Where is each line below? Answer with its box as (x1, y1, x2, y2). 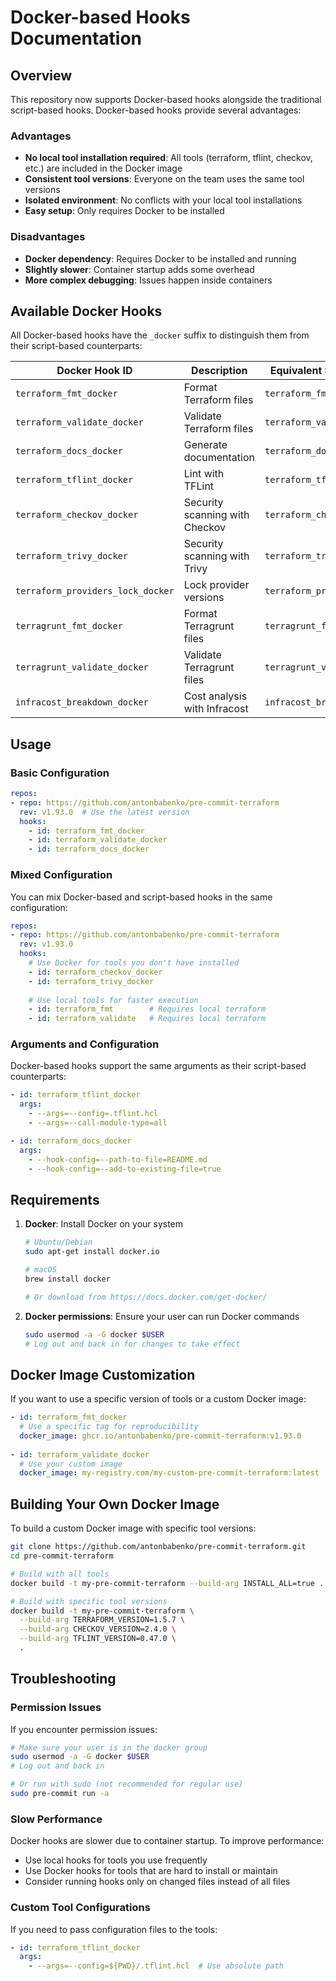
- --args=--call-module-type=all (28, 1118, 168, 1128)
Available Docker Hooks (10, 302, 163, 320)
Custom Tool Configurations (10, 1901, 151, 1915)
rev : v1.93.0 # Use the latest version (19, 807, 190, 817)
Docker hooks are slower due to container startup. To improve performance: (10, 1835, 325, 1847)
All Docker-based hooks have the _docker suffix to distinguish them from (10, 329, 310, 341)
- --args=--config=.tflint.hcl (28, 1109, 159, 1119)
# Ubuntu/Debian (24, 1237, 93, 1248)
